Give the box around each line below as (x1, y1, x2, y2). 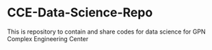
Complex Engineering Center (7, 34, 89, 42)
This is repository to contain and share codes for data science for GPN (7, 27, 207, 36)
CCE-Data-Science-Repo (7, 5, 153, 21)
